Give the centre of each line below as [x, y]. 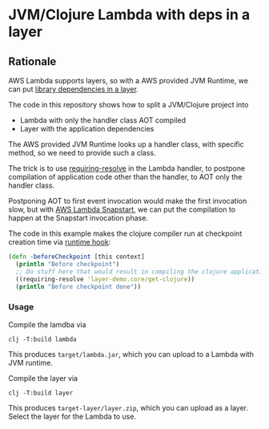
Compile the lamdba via [47, 324]
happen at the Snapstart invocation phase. [78, 218]
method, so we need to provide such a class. [82, 153]
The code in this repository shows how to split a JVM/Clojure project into [128, 105]
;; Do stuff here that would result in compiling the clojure [121, 271]
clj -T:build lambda [43, 339]
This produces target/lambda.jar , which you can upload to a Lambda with [131, 354]
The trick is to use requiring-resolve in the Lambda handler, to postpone [127, 168]
